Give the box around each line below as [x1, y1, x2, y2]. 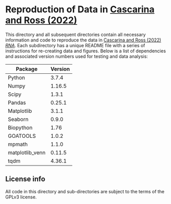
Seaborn [8, 115, 29, 123]
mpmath [8, 140, 28, 148]
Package [16, 65, 38, 72]
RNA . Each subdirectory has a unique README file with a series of [5, 42, 145, 48]
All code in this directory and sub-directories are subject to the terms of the [5, 188, 165, 194]
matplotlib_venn [8, 149, 46, 156]
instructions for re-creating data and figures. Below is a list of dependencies [5, 48, 166, 54]
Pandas [8, 99, 26, 106]
